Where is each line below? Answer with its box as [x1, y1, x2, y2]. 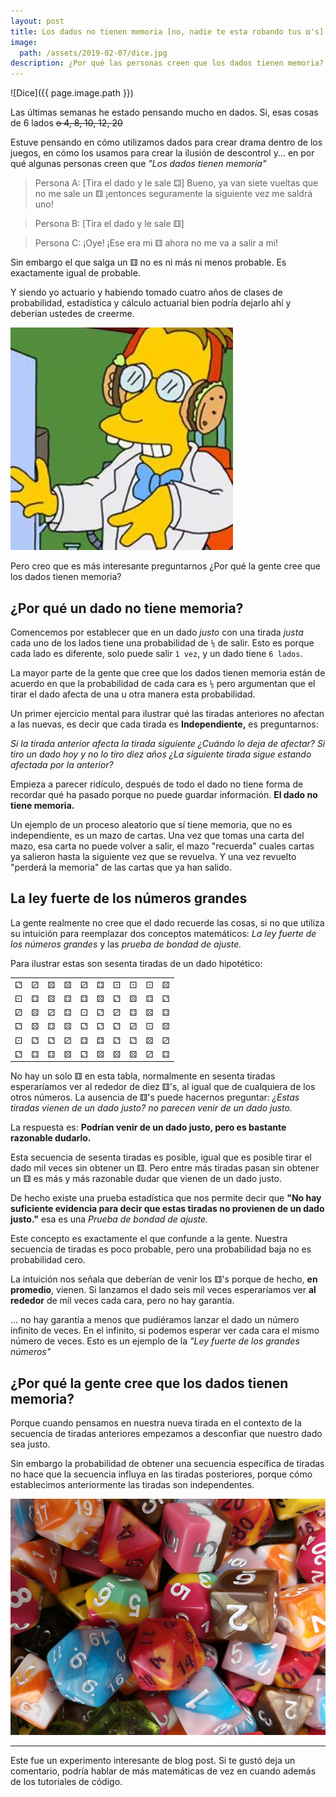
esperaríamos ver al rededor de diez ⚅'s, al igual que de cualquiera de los [10, 1081, 316, 1093]
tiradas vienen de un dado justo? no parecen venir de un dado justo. [10, 1102, 293, 1114]
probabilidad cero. [10, 1254, 86, 1266]
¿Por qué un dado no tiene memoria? [10, 600, 244, 617]
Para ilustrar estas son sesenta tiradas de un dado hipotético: [10, 957, 263, 969]
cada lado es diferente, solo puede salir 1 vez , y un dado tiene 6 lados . [10, 647, 303, 659]
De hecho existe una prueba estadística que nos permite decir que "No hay [10, 1192, 322, 1204]
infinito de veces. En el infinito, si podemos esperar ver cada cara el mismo [10, 1325, 320, 1337]
